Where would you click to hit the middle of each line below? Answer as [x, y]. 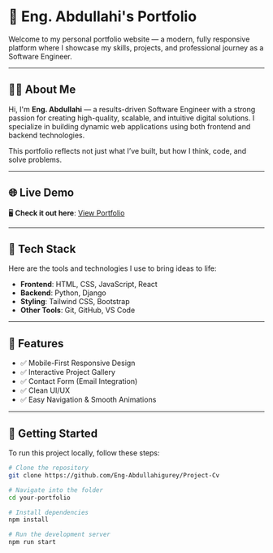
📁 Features [36, 344]
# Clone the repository [49, 468]
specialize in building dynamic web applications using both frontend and [130, 126]
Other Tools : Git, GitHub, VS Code [78, 310]
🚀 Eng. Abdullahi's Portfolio [103, 17]
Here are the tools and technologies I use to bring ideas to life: [113, 268]
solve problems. [35, 159]
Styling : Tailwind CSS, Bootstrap [75, 302]
